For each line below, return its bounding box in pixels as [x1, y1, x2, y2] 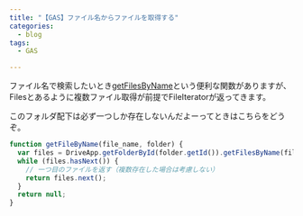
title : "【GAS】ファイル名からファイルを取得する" [9, 13, 179, 22]
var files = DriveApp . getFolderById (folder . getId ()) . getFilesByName [17, 148, 280, 157]
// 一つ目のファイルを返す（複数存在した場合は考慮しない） [25, 165, 219, 174]
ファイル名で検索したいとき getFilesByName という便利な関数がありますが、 [9, 80, 291, 91]
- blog [17, 30, 42, 39]
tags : [9, 38, 30, 48]
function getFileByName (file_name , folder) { [9, 140, 183, 149]
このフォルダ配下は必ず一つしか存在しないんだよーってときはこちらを [9, 111, 271, 121]
